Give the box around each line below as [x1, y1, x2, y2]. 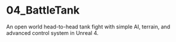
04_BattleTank [6, 4, 80, 17]
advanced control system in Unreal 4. [6, 29, 99, 36]
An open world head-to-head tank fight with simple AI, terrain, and [6, 23, 171, 30]
